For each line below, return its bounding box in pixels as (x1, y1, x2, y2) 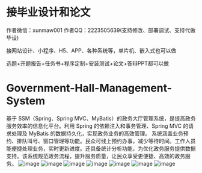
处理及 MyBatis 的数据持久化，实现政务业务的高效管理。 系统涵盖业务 (11, 130, 183, 137)
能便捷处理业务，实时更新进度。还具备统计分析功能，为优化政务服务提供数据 (6, 145, 196, 152)
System (6, 94, 46, 108)
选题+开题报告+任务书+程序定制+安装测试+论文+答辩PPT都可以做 (6, 60, 170, 67)
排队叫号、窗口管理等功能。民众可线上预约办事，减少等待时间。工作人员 (16, 137, 196, 145)
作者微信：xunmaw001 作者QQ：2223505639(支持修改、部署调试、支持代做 (6, 27, 196, 34)
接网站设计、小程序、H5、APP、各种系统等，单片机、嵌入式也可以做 (6, 46, 177, 54)
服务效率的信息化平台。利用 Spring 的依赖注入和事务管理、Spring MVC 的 (6, 122, 189, 130)
